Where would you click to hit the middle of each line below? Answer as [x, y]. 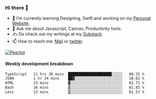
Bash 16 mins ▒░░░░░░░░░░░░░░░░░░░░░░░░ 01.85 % [75, 88]
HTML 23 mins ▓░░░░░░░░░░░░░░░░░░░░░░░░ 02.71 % [75, 83]
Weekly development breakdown [39, 64]
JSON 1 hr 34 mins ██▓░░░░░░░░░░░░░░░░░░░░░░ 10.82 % [75, 79]
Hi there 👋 [17, 8]
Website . [21, 23]
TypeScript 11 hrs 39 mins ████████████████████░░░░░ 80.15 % [75, 74]
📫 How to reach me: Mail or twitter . [48, 41]
